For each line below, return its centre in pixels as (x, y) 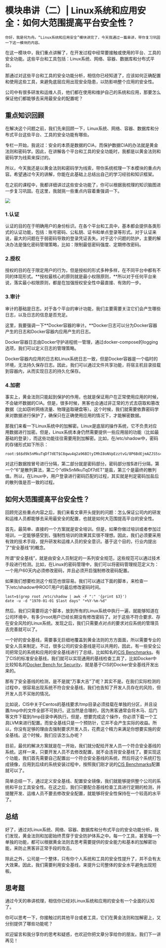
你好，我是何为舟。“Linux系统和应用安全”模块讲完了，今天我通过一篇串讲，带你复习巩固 (83, 37)
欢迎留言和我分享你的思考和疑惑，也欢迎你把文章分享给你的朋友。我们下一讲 (83, 934)
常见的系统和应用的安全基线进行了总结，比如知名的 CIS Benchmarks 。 (85, 652)
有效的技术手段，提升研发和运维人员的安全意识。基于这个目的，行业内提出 (81, 541)
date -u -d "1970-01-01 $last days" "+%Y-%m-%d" (56, 601)
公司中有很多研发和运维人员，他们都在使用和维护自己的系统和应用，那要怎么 (83, 92)
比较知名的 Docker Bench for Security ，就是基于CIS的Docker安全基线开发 (80, 664)
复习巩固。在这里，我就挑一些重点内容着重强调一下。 (68, 191)
